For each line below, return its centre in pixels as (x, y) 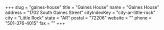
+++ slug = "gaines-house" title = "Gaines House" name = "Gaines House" (82, 7)
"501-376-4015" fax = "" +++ (35, 23)
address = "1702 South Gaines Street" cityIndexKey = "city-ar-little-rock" (80, 12)
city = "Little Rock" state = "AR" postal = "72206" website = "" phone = (78, 18)
